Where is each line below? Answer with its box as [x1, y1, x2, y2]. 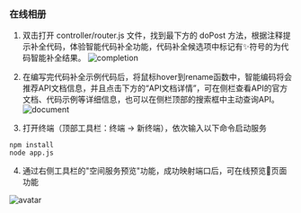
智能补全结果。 [30, 52, 86, 64]
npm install [9, 141, 54, 150]
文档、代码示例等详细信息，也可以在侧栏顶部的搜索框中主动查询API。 [22, 94, 280, 105]
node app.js [9, 148, 54, 158]
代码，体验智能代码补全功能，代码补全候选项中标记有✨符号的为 [46, 41, 281, 52]
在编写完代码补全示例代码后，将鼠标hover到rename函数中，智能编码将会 [22, 72, 292, 83]
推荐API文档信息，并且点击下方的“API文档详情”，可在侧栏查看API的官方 [22, 83, 288, 93]
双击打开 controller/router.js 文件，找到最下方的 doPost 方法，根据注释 [22, 30, 283, 41]
